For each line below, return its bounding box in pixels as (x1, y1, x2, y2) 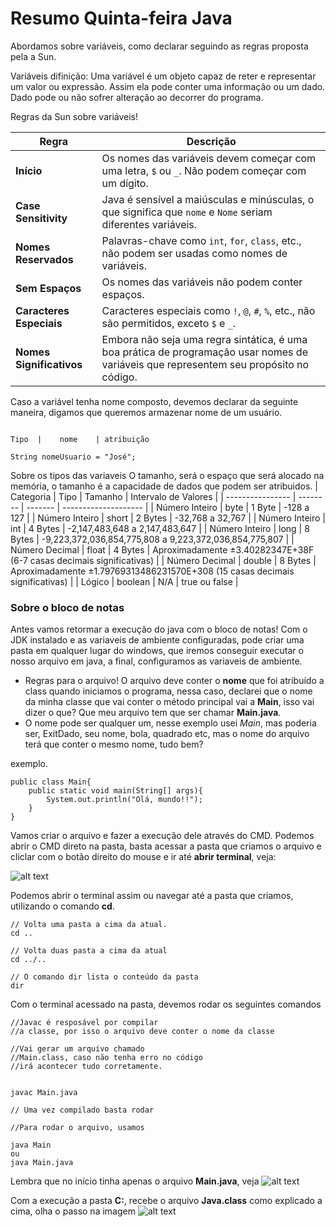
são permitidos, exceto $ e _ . (101, 316, 237, 330)
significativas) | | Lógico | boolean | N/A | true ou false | (10, 575, 239, 587)
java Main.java (10, 1158, 74, 1168)
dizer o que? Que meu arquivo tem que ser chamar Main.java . (24, 707, 282, 719)
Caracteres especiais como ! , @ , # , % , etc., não (101, 303, 316, 317)
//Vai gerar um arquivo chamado (10, 1044, 145, 1054)
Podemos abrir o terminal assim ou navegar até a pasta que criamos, (10, 890, 294, 902)
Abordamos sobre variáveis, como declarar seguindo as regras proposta (10, 40, 309, 52)
